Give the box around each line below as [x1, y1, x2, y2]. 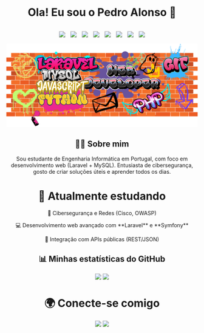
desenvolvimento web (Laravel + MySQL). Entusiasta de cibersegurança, [11, 161, 193, 169]
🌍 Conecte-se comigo [44, 296, 160, 310]
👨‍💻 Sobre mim [75, 139, 129, 149]
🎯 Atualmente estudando [38, 189, 166, 203]
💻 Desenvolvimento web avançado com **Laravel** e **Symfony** [15, 221, 189, 228]
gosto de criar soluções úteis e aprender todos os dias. [33, 168, 171, 175]
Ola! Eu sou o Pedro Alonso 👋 [27, 5, 177, 19]
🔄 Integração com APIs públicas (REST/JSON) [44, 235, 160, 242]
